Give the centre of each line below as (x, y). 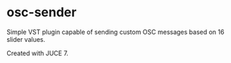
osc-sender (42, 12)
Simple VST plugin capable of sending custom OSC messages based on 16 (115, 32)
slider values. (26, 39)
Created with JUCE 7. (37, 53)
